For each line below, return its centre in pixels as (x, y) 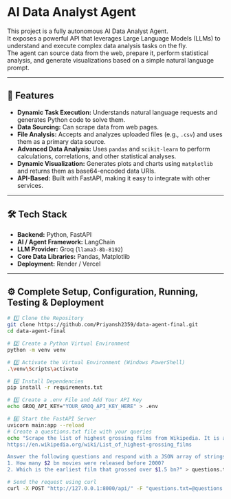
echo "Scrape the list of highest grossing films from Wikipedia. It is (113, 438)
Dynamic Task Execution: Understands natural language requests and (117, 112)
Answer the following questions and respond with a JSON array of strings (117, 457)
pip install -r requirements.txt (55, 387)
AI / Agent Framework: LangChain (66, 242)
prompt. (18, 67)
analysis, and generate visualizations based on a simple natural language (111, 60)
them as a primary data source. (61, 141)
